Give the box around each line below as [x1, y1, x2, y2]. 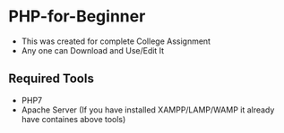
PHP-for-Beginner [8, 6, 146, 27]
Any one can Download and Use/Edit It [21, 45, 165, 55]
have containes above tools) [21, 113, 126, 124]
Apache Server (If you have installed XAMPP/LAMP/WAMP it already [21, 104, 275, 115]
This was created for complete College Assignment [21, 36, 211, 46]
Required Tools [8, 71, 95, 87]
